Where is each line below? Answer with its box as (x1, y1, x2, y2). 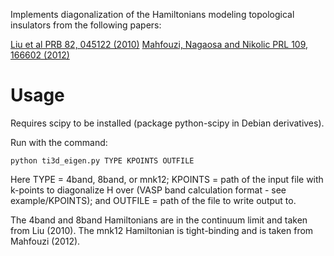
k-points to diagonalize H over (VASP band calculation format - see (10, 184, 287, 196)
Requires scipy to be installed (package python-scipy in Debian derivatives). (10, 117, 325, 129)
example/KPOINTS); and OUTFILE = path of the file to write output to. (10, 194, 297, 206)
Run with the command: (10, 136, 108, 148)
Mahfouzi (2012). (10, 235, 81, 247)
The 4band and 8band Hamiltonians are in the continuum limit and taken (10, 214, 308, 226)
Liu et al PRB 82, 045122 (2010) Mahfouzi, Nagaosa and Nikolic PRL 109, (10, 39, 309, 50)
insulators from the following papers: (10, 19, 162, 31)
